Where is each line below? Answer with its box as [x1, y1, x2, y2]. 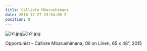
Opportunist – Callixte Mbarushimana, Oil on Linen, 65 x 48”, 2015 [5, 40, 142, 46]
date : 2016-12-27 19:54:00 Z [5, 12, 67, 17]
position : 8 [5, 17, 30, 22]
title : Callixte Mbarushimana [5, 7, 69, 13]
